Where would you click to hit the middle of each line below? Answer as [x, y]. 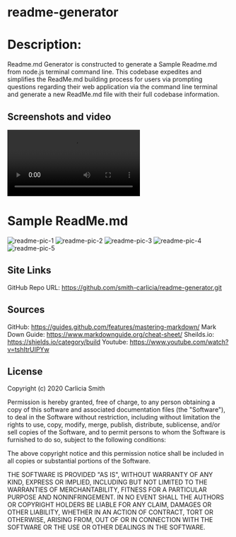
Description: [45, 45]
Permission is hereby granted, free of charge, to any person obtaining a [111, 402]
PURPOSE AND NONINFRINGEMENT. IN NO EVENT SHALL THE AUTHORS [116, 497]
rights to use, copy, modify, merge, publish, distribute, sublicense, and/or [114, 425]
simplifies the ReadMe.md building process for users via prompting [105, 79]
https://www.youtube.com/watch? [179, 342]
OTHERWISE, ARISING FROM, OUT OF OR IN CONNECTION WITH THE [110, 520]
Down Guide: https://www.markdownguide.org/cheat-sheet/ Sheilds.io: [111, 334]
